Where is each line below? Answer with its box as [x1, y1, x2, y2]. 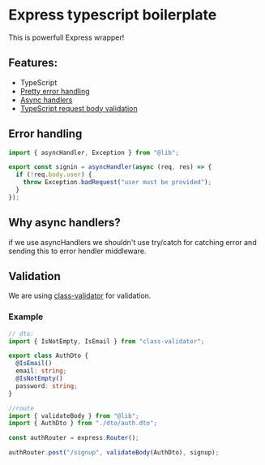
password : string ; [15, 381, 79, 390]
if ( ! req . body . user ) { [15, 170, 92, 179]
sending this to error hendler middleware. [8, 246, 147, 256]
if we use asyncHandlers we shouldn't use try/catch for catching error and [8, 237, 257, 247]
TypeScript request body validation [19, 103, 138, 113]
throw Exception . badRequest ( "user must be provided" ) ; [23, 179, 212, 187]
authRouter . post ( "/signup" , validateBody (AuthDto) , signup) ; [8, 449, 220, 457]
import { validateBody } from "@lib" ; [8, 411, 139, 420]
